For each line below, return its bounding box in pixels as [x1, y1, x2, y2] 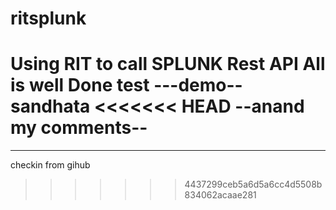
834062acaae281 [184, 189, 257, 201]
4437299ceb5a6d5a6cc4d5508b [184, 178, 323, 191]
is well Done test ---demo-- [10, 74, 243, 97]
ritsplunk [10, 7, 87, 30]
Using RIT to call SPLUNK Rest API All [10, 53, 326, 76]
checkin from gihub [10, 159, 91, 171]
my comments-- [10, 117, 148, 139]
